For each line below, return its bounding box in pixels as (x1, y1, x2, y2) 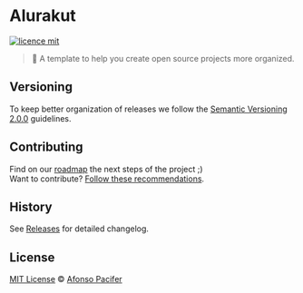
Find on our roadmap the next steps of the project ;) (9, 163, 203, 174)
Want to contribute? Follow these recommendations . (9, 173, 205, 184)
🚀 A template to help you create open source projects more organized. (31, 53, 295, 63)
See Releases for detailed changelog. (9, 223, 150, 234)
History (9, 199, 53, 214)
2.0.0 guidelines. (9, 112, 72, 123)
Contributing (9, 140, 83, 155)
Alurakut (9, 5, 77, 26)
